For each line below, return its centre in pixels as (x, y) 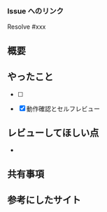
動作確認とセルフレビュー (63, 108)
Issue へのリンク (36, 11)
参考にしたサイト (44, 200)
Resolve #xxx (27, 27)
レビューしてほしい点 (53, 132)
